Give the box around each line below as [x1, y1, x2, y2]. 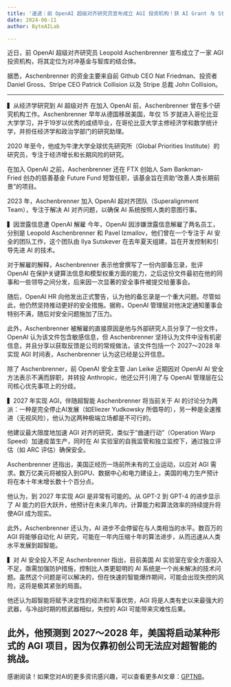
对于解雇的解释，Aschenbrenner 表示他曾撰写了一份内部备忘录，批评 [7, 261, 203, 269]
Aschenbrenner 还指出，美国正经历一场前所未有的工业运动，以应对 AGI [7, 461, 209, 469]
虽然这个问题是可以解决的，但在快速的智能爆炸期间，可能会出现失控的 [19, 573, 218, 582]
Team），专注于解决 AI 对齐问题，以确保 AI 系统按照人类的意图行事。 [7, 206, 201, 214]
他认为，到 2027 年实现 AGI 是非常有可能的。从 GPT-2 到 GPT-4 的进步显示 [7, 492, 221, 500]
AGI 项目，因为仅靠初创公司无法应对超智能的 [27, 640, 217, 651]
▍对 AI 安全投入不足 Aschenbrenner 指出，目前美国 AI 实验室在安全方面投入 [7, 556, 223, 564]
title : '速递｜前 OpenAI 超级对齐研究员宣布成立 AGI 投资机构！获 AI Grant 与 [7, 10, 215, 17]
